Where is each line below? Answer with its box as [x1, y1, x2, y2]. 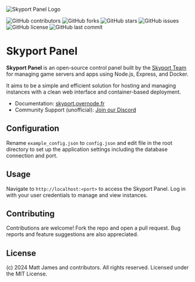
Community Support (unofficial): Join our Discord [14, 106, 137, 113]
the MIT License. [6, 270, 48, 277]
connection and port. [6, 152, 58, 159]
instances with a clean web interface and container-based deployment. [6, 88, 181, 95]
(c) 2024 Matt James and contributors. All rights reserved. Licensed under [6, 264, 189, 271]
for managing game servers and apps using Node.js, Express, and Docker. [6, 70, 189, 78]
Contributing [6, 209, 55, 219]
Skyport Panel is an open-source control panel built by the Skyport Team [6, 64, 187, 71]
